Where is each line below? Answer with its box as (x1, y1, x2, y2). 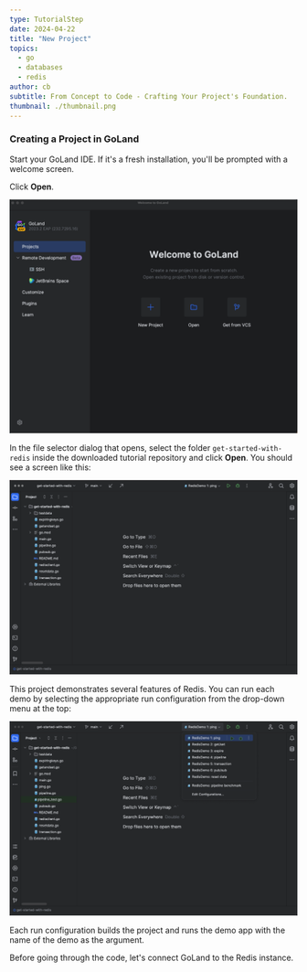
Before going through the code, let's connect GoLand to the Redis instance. (9, 952, 294, 964)
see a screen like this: (9, 462, 91, 473)
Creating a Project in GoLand (9, 133, 140, 145)
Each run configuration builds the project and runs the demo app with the (9, 924, 286, 936)
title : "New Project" (9, 34, 92, 43)
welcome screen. (9, 163, 75, 174)
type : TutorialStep (9, 15, 84, 24)
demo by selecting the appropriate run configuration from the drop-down (9, 693, 285, 704)
